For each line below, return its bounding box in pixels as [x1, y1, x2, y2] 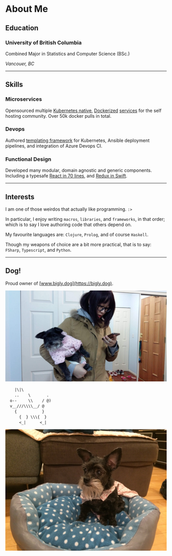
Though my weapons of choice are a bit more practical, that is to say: [5, 241, 152, 247]
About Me [5, 3, 48, 15]
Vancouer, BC [5, 60, 35, 67]
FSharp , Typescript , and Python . [5, 247, 72, 253]
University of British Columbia [5, 39, 82, 46]
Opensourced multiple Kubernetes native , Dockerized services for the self [5, 107, 162, 114]
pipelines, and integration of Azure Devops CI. [5, 142, 102, 149]
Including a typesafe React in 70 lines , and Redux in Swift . [5, 173, 127, 179]
